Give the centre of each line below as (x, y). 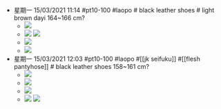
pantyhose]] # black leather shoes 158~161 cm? (81, 67)
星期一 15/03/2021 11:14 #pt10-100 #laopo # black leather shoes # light (114, 10)
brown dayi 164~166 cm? (49, 18)
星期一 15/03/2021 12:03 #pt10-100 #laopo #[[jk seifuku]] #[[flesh (107, 59)
